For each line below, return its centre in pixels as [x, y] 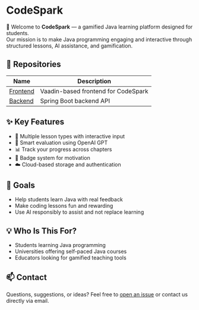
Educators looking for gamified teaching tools [70, 258]
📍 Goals [21, 185]
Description [94, 81]
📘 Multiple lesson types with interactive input [70, 136]
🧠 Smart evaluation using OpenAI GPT [61, 143]
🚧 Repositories [34, 64]
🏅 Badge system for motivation [52, 157]
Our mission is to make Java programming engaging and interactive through [99, 39]
